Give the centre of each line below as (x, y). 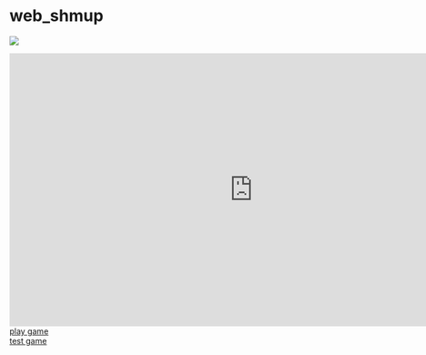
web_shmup (56, 16)
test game (28, 340)
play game (29, 331)
